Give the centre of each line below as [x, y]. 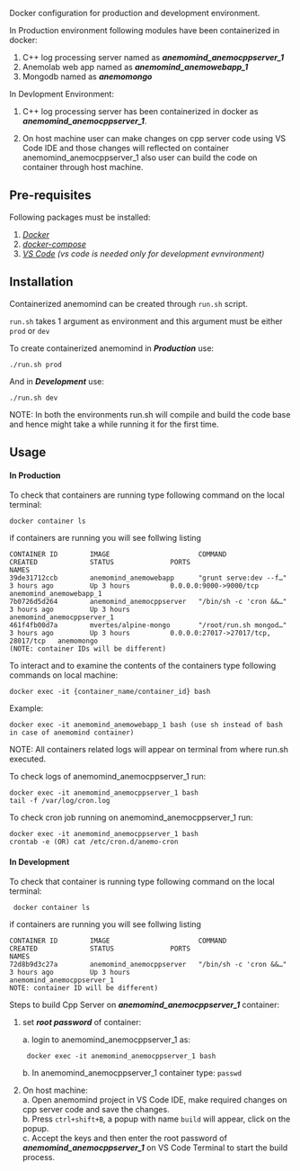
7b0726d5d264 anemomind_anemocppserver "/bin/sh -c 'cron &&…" [148, 602]
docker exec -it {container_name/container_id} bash [110, 692]
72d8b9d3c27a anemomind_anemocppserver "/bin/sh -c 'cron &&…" [148, 965]
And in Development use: [57, 381]
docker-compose [54, 244]
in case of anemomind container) [72, 733]
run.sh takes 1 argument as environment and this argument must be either [146, 321]
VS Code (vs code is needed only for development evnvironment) [143, 253]
